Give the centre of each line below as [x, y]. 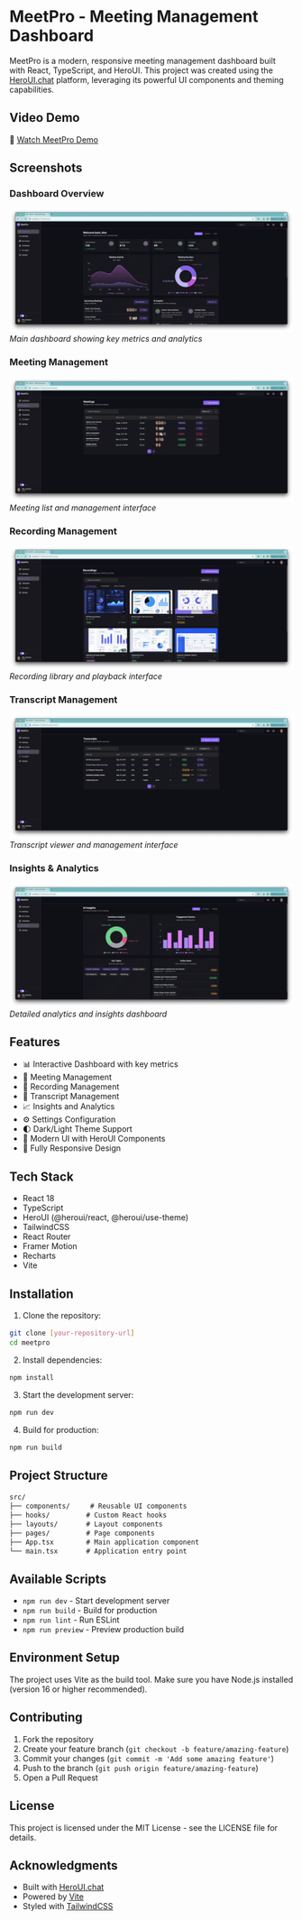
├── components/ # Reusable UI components [98, 1507]
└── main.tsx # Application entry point [98, 1552]
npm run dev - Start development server [96, 1601]
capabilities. [32, 89]
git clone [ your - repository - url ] [72, 1333]
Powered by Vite [53, 1897]
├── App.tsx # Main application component [105, 1543]
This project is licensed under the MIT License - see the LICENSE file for [143, 1827]
